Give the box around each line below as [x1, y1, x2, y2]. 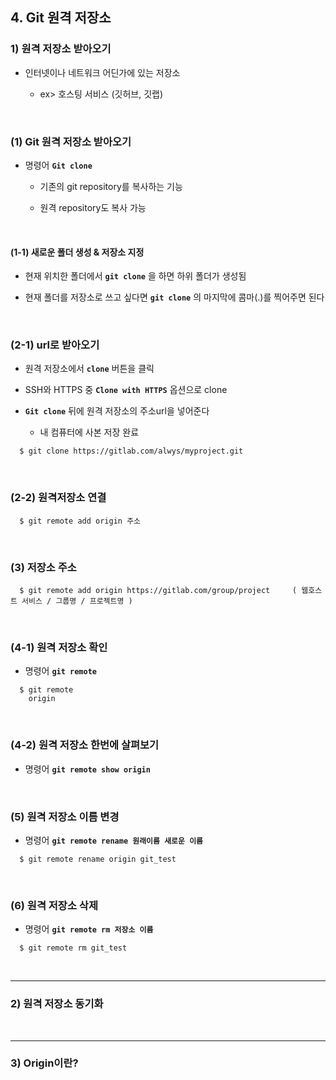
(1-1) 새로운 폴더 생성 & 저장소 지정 [10, 246, 145, 258]
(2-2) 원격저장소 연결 [10, 491, 107, 505]
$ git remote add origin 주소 [19, 516, 142, 526]
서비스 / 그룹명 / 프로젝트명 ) [21, 596, 133, 607]
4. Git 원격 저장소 [10, 9, 112, 27]
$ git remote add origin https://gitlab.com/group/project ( [19, 586, 298, 596]
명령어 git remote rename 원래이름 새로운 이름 [24, 834, 204, 846]
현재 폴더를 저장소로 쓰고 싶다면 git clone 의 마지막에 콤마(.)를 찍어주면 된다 [24, 291, 325, 303]
